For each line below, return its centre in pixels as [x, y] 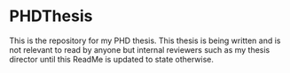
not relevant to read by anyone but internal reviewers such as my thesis [140, 49]
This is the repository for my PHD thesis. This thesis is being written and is [145, 40]
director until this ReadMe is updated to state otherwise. [112, 59]
